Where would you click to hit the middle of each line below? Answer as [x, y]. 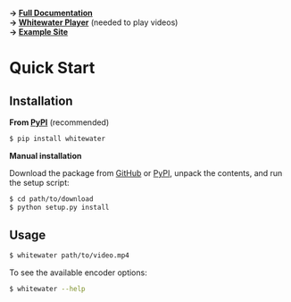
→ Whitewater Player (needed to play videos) [94, 22]
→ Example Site [39, 32]
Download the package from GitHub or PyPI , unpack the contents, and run [146, 172]
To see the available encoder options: [78, 273]
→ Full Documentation [51, 13]
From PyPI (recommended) [59, 122]
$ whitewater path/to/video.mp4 [69, 256]
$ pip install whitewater [57, 138]
